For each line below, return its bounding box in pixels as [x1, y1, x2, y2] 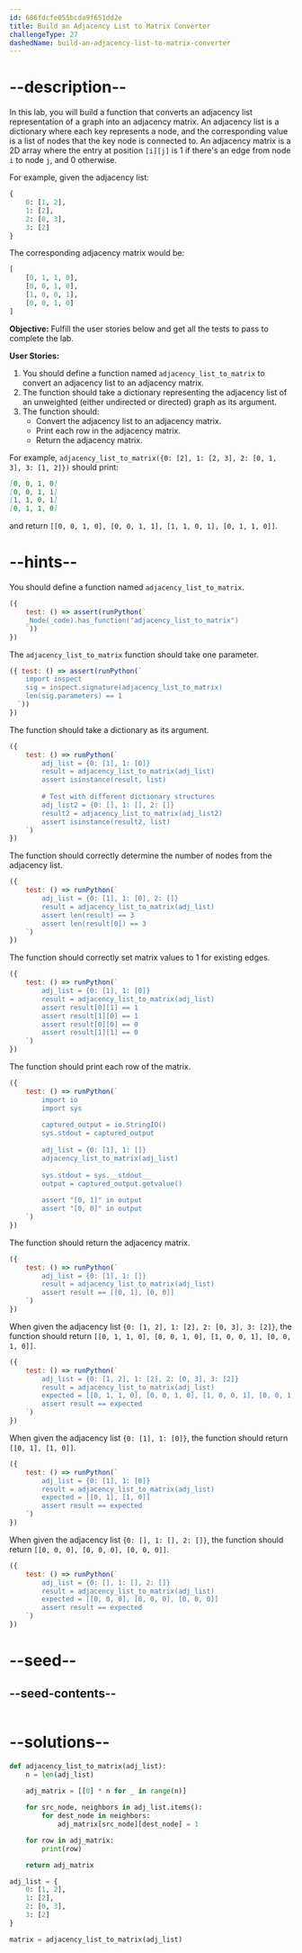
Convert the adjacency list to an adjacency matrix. [35, 415, 222, 426]
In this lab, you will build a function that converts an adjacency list [9, 107, 253, 118]
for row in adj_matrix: [25, 1836, 115, 1845]
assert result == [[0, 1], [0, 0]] [41, 1288, 175, 1297]
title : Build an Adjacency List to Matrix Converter [9, 22, 211, 31]
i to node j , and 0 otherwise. [9, 155, 118, 166]
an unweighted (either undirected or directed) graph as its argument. [22, 396, 277, 407]
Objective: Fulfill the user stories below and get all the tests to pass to [9, 323, 270, 334]
